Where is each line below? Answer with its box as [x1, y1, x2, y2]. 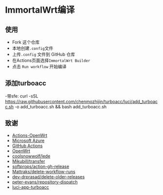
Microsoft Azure [12, 137, 45, 143]
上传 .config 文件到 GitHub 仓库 [12, 52, 75, 57]
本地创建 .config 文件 [12, 45, 54, 51]
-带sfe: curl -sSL [5, 93, 38, 99]
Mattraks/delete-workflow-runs [12, 169, 75, 175]
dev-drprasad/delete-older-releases [12, 174, 85, 179]
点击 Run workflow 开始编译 [12, 64, 67, 69]
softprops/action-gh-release [12, 163, 70, 169]
